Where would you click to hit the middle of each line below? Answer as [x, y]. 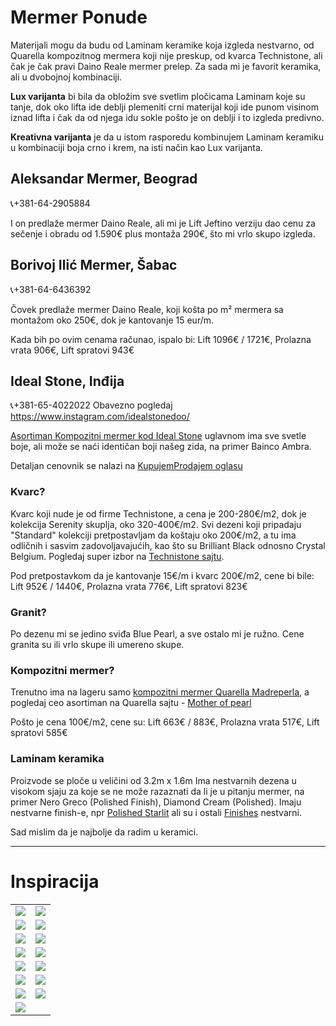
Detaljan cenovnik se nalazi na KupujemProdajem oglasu [126, 466]
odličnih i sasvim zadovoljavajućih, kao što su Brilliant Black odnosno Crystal [168, 545]
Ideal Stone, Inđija [67, 381]
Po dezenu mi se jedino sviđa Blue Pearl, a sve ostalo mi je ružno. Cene [157, 633]
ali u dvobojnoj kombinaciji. [66, 77]
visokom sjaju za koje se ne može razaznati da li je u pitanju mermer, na [157, 791]
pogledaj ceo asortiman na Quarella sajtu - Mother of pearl [131, 703]
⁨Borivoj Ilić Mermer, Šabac [94, 265]
